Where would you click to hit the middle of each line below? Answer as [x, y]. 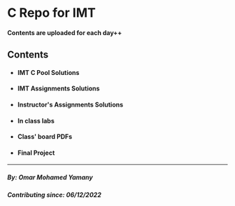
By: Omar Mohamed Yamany [50, 177]
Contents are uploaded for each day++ [65, 32]
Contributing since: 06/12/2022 [54, 195]
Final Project [36, 153]
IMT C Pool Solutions [48, 72]
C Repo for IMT [51, 13]
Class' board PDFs [45, 137]
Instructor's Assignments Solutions [70, 104]
